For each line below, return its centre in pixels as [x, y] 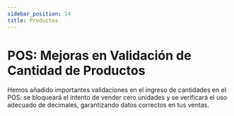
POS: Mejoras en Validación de [100, 56]
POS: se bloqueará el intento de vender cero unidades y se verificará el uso [117, 98]
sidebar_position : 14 [39, 14]
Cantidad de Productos [76, 70]
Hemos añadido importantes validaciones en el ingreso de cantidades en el [117, 90]
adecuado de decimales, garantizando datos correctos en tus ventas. [109, 105]
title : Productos [33, 21]
